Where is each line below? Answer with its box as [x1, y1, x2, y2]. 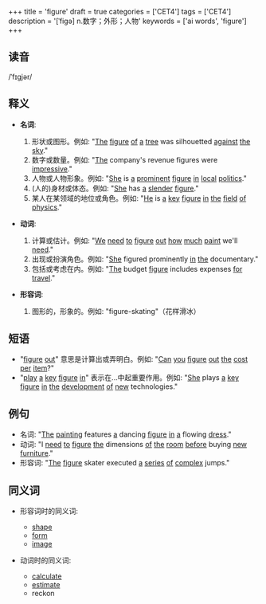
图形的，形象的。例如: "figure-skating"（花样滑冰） [31, 306, 201, 316]
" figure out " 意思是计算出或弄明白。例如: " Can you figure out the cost [19, 355, 248, 364]
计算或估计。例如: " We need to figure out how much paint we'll [31, 235, 238, 245]
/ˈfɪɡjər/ [8, 72, 33, 81]
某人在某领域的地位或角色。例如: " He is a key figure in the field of [31, 193, 247, 202]
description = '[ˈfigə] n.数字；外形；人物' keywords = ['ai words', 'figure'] [8, 16, 247, 25]
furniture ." [19, 449, 53, 458]
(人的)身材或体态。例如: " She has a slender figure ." [31, 183, 199, 193]
